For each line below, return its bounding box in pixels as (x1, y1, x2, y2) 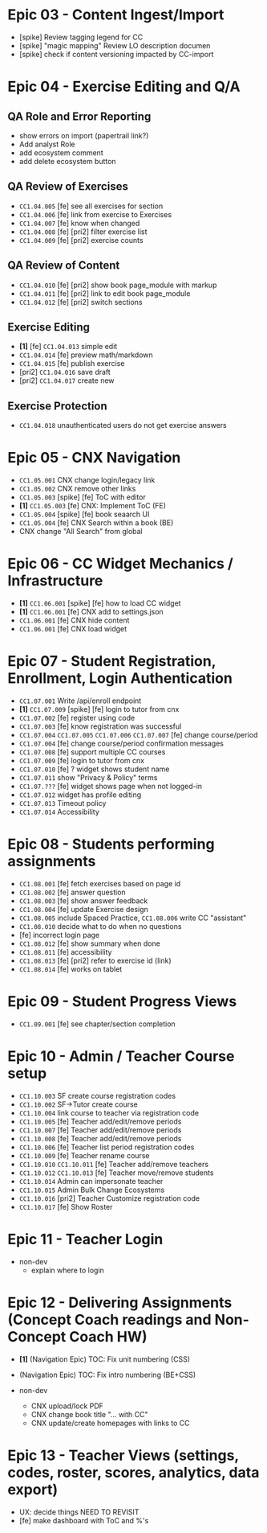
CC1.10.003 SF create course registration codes (18, 1091, 176, 1100)
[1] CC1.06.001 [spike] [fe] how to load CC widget (18, 598, 181, 608)
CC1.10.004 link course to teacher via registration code (18, 1108, 200, 1117)
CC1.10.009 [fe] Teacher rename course (18, 1150, 150, 1160)
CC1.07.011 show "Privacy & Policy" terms (18, 773, 158, 782)
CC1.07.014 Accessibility (18, 807, 99, 816)
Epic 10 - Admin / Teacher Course (7, 1047, 235, 1066)
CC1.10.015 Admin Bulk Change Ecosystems (18, 1185, 165, 1194)
